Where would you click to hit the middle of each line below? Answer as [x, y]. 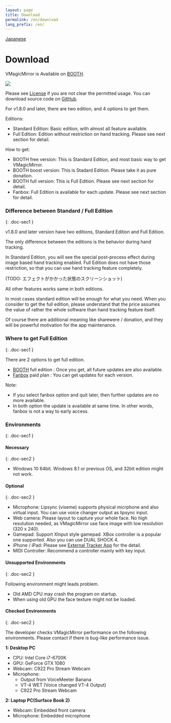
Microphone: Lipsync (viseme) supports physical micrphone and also [86, 507]
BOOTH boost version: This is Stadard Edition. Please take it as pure [84, 170]
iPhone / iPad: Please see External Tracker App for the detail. [77, 545]
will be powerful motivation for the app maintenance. [61, 325]
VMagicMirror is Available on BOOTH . [45, 74]
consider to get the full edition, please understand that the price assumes [83, 304]
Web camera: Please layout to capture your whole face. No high [80, 518]
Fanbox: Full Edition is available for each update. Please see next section [89, 192]
